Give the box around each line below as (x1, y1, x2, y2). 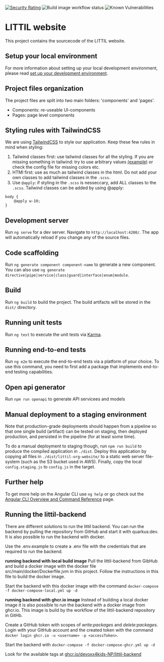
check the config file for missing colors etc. (12, 164, 100, 170)
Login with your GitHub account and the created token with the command (5, 627, 153, 633)
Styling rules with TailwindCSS (5, 126, 101, 134)
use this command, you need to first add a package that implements (5, 364, 142, 370)
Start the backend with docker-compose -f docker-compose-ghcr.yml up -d (5, 641, 155, 647)
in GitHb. (5, 612, 23, 618)
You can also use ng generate (5, 267, 65, 272)
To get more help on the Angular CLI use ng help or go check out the (5, 491, 144, 497)
